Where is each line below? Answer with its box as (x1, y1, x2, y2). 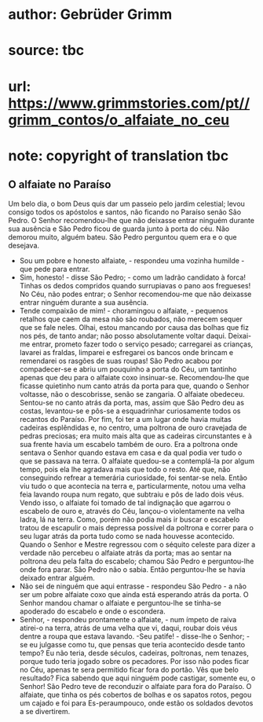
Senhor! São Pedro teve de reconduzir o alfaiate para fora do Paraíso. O (19, 681, 252, 691)
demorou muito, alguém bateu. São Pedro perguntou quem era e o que (8, 232, 237, 241)
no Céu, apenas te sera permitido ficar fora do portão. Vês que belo (19, 665, 239, 674)
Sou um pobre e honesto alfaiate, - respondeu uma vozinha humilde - (19, 255, 245, 265)
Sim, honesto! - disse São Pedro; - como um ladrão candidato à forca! (19, 273, 246, 282)
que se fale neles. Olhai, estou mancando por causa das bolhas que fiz (19, 322, 250, 332)
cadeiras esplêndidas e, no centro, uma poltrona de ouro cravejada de (19, 423, 247, 432)
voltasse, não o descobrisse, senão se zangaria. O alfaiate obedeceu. (19, 389, 245, 398)
